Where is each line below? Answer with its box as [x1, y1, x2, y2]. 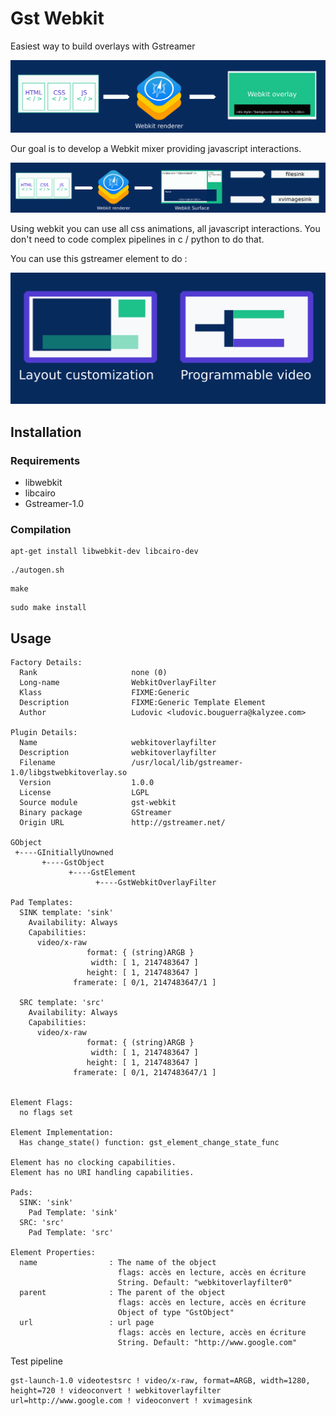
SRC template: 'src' [19, 998, 105, 1008]
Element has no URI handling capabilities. [10, 1168, 195, 1178]
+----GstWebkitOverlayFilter [95, 878, 217, 888]
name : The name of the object [19, 1258, 217, 1268]
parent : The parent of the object [19, 1288, 226, 1298]
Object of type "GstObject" [117, 1308, 235, 1318]
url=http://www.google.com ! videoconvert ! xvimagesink [10, 1396, 253, 1406]
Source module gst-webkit [19, 798, 177, 808]
